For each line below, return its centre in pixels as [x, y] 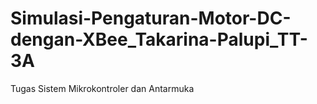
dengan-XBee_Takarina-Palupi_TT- [159, 39]
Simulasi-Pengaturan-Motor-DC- [151, 18]
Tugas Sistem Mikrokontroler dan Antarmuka [102, 88]
